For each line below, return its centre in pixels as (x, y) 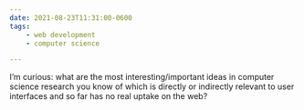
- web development (61, 35)
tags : (20, 26)
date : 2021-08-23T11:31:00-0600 (71, 18)
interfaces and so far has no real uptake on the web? (109, 96)
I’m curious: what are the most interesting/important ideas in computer (142, 77)
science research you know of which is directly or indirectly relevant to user (152, 86)
